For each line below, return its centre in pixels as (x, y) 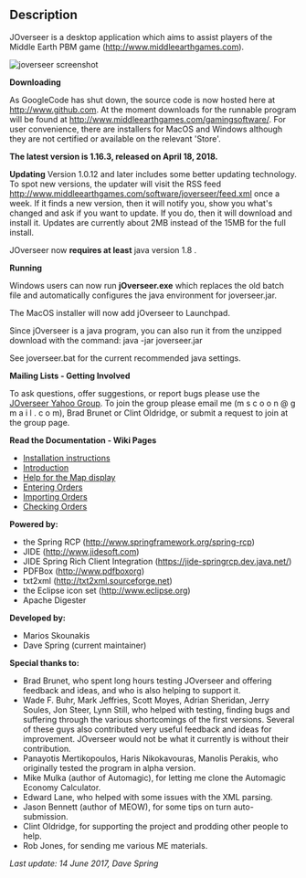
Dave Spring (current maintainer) (84, 645)
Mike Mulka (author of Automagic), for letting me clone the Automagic (154, 778)
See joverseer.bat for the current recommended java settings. (125, 358)
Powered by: (34, 524)
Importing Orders (55, 496)
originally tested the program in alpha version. (109, 767)
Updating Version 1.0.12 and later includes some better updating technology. (153, 174)
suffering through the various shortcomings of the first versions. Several (158, 719)
